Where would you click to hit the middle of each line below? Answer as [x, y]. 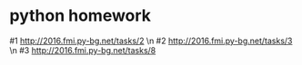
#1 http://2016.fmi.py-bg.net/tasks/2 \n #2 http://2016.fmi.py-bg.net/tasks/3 [151, 41]
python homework [81, 16]
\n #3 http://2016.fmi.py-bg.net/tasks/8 [83, 50]
